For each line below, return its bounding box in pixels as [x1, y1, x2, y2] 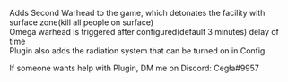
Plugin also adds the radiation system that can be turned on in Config [9, 45, 266, 56]
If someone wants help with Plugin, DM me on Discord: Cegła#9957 [9, 62, 260, 73]
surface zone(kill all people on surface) [9, 17, 154, 28]
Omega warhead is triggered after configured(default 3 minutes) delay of [9, 27, 280, 37]
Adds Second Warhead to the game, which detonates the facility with [9, 8, 266, 18]
